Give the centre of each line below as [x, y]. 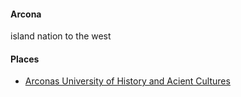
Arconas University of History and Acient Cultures [127, 81]
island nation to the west [61, 36]
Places [25, 59]
